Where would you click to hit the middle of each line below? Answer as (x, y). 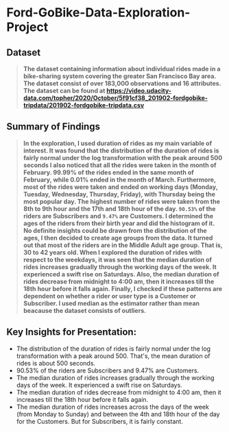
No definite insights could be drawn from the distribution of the (115, 230)
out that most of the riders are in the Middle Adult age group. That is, (123, 245)
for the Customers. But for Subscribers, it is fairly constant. (99, 421)
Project (27, 27)
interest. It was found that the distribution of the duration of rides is (121, 150)
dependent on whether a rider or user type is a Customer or (110, 296)
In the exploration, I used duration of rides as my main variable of (118, 143)
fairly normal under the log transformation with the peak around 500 (123, 157)
